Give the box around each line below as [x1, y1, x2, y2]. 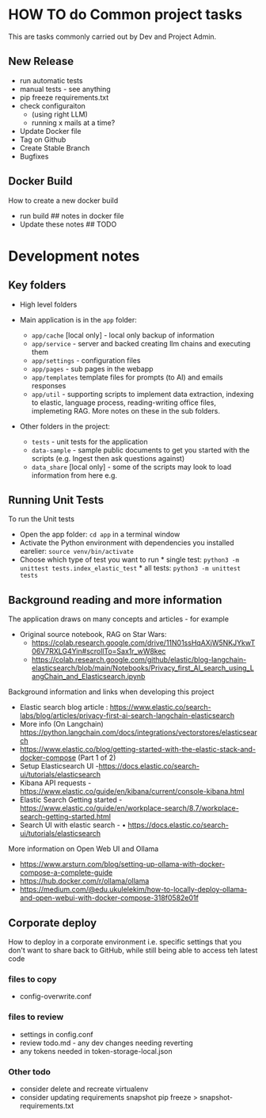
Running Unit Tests [8, 493, 104, 506]
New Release [8, 55, 74, 68]
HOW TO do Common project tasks [8, 6, 243, 24]
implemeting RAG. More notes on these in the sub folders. [31, 406, 220, 415]
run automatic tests [19, 75, 83, 85]
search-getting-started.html [19, 812, 111, 822]
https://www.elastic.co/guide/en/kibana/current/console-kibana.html [19, 787, 245, 796]
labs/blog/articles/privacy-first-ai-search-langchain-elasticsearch [19, 711, 235, 720]
